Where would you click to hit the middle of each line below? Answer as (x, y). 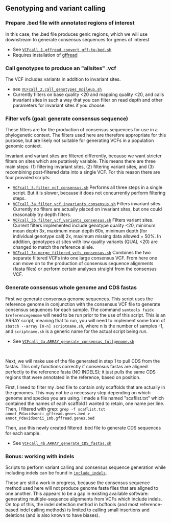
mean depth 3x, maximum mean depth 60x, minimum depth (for (80, 231)
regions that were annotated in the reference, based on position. (73, 377)
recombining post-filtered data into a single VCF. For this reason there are (83, 172)
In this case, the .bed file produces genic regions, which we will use (77, 34)
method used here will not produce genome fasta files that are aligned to (82, 488)
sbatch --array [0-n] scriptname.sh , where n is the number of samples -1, (84, 326)
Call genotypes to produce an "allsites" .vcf (61, 68)
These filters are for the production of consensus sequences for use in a (82, 130)
